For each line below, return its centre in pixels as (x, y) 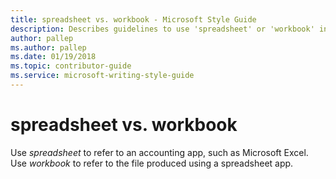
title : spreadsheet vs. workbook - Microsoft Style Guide (133, 19)
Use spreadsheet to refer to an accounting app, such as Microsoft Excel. (159, 152)
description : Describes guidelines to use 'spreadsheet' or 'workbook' (162, 29)
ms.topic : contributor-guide (71, 66)
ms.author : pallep (48, 47)
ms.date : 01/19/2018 (53, 57)
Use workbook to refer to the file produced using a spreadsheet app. (152, 163)
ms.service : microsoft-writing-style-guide (102, 76)
